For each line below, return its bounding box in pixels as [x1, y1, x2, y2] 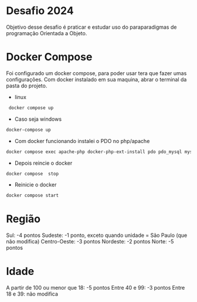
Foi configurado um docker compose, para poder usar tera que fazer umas [6, 69, 187, 77]
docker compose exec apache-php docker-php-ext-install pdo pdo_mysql [6, 148, 182, 155]
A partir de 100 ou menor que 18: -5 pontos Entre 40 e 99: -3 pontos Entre [6, 284, 185, 291]
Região [6, 212, 41, 226]
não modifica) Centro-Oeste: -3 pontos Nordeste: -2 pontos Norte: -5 [6, 238, 174, 245]
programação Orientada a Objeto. [6, 29, 87, 36]
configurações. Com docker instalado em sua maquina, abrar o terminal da [6, 76, 187, 83]
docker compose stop [6, 171, 59, 177]
